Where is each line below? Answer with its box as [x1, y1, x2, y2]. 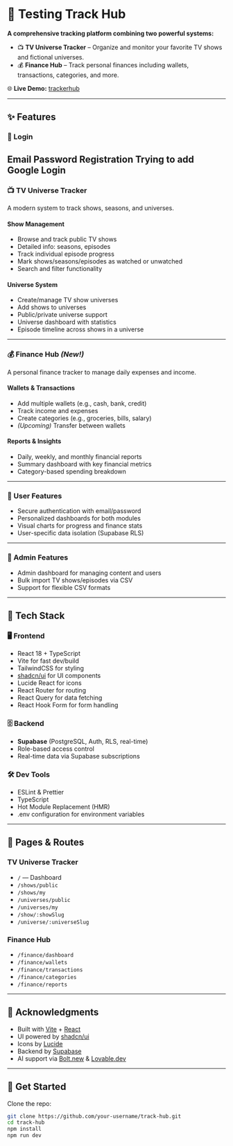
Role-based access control [17, 745, 95, 753]
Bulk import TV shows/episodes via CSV [17, 575, 133, 584]
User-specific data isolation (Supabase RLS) [17, 529, 144, 537]
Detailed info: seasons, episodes [17, 243, 111, 251]
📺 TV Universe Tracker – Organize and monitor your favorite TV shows [17, 43, 223, 51]
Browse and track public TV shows [17, 235, 117, 243]
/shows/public [17, 882, 58, 889]
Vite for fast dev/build [17, 657, 80, 665]
